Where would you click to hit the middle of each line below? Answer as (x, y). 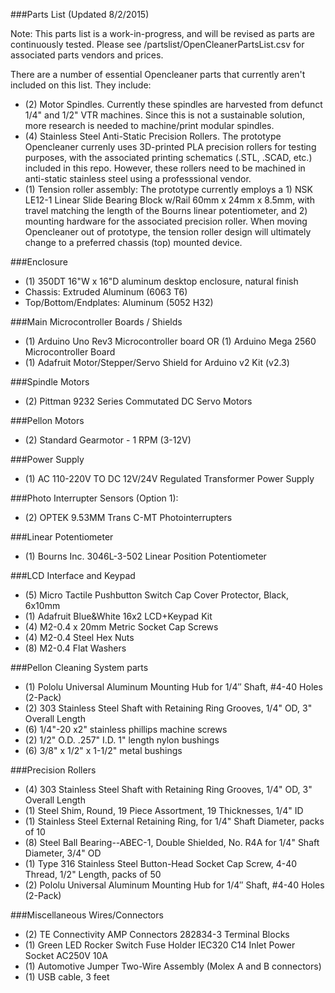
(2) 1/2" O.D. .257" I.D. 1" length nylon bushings (122, 740)
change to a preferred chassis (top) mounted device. (133, 242)
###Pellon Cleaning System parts (79, 667)
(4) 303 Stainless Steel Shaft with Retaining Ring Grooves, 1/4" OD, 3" (168, 789)
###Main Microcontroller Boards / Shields (96, 322)
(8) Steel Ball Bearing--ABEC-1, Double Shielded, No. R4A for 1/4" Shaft (172, 842)
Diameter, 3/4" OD (63, 853)
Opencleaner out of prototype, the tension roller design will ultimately (168, 232)
